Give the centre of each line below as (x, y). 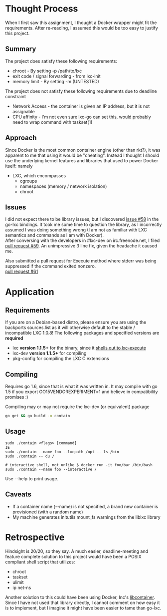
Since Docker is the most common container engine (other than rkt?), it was (83, 150)
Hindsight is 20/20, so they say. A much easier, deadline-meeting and (77, 551)
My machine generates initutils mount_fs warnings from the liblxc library (86, 517)
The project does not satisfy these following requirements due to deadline (81, 91)
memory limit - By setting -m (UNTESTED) (56, 81)
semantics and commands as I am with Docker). (54, 235)
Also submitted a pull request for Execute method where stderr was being (81, 261)
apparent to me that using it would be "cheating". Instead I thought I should (82, 155)
